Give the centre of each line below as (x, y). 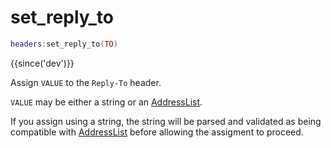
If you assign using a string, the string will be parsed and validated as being (166, 121)
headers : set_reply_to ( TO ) (64, 44)
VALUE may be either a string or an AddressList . (106, 102)
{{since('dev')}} (42, 63)
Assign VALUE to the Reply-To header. (86, 82)
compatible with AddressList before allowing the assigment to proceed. (157, 132)
